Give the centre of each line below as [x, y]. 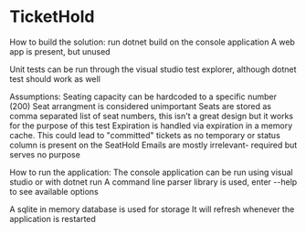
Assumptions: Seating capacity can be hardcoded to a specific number [143, 96]
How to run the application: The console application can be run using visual [152, 172]
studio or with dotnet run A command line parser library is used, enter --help [153, 182]
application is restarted [53, 218]
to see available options [54, 191]
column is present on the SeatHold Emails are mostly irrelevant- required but [153, 145]
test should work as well [55, 78]
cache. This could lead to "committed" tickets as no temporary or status [145, 135]
